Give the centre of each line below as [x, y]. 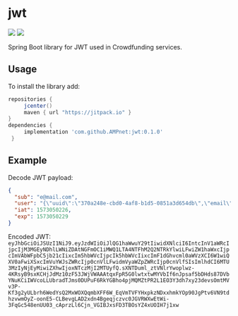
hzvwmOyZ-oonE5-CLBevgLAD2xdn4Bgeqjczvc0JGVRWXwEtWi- [89, 299]
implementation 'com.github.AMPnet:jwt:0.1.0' [93, 132]
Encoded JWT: [30, 236]
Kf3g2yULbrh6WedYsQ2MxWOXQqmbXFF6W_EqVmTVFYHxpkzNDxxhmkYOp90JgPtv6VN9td [119, 293]
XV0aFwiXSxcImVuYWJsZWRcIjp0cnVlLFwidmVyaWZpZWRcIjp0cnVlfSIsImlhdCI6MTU [119, 262]
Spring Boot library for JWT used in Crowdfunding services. [95, 47]
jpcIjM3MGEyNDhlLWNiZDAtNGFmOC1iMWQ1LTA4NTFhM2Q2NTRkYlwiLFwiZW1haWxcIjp [119, 249]
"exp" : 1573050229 [42, 217]
